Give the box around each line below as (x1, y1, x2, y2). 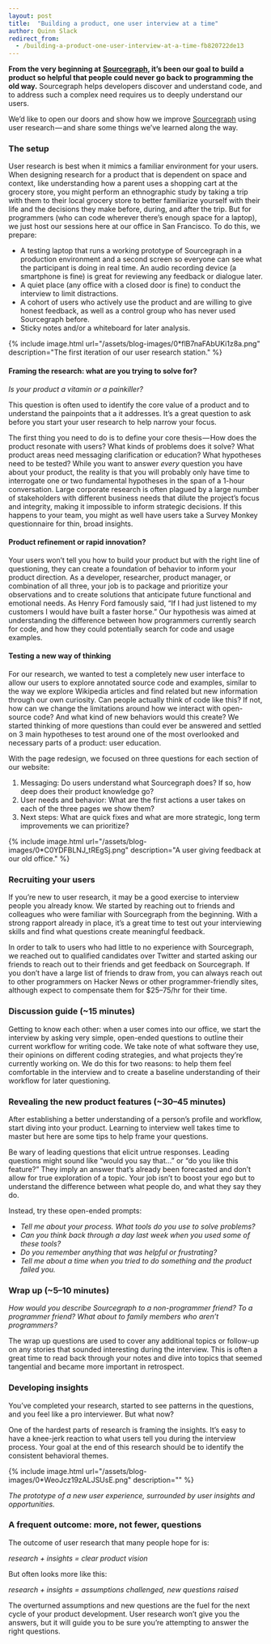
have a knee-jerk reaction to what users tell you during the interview (8, 1434, 236, 1443)
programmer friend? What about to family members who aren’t (8, 1312, 219, 1322)
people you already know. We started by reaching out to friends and (8, 901, 235, 911)
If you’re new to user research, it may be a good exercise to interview (8, 892, 239, 903)
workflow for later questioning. (8, 1076, 111, 1085)
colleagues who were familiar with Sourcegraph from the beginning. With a (8, 910, 258, 920)
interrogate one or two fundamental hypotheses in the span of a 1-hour (8, 475, 245, 486)
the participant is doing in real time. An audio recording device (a (19, 263, 237, 273)
